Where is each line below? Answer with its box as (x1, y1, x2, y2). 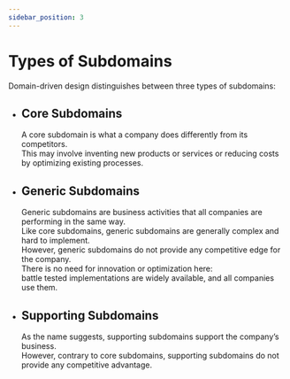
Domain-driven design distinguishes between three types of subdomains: (8, 81, 276, 91)
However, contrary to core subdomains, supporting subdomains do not (20, 351, 279, 360)
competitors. (20, 139, 68, 150)
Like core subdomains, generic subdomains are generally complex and (20, 226, 279, 236)
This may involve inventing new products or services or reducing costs (20, 148, 279, 159)
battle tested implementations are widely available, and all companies (20, 273, 275, 283)
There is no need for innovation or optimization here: (20, 263, 213, 275)
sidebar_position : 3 (8, 12, 85, 22)
